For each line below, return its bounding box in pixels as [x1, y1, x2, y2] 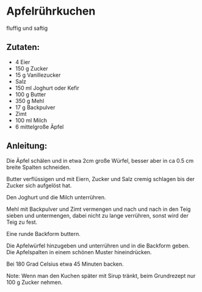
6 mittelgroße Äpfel [15, 123, 64, 130]
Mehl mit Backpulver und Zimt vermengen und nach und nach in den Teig [6, 205, 191, 213]
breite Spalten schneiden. [6, 163, 71, 171]
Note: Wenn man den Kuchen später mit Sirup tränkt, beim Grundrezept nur [6, 272, 196, 279]
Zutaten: [6, 42, 40, 52]
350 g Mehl [15, 97, 45, 104]
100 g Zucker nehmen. [6, 279, 63, 286]
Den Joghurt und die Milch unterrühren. [6, 193, 106, 201]
